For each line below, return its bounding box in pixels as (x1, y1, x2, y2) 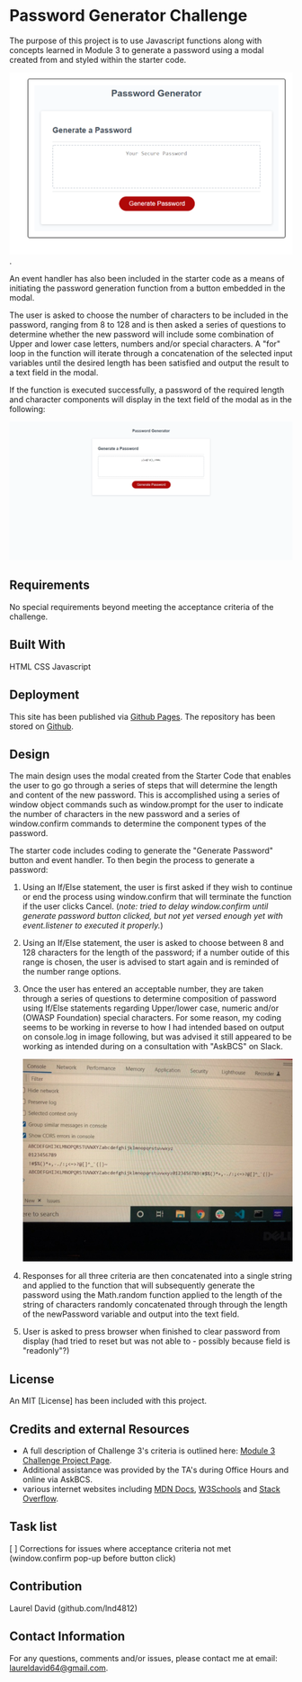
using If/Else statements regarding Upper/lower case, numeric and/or (22, 1003, 280, 1013)
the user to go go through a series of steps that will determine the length (9, 780, 278, 791)
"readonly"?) (22, 1345, 70, 1356)
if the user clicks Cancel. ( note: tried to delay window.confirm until (22, 901, 269, 912)
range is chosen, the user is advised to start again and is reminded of (22, 957, 280, 967)
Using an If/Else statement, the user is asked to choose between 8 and (22, 938, 285, 949)
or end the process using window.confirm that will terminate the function (22, 892, 292, 903)
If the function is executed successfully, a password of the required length (9, 384, 285, 395)
